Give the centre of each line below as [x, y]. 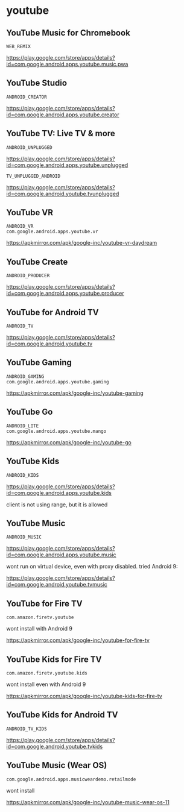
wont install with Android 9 [39, 629]
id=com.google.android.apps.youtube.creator [63, 115]
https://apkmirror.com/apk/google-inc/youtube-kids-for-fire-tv [84, 696]
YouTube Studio [37, 83]
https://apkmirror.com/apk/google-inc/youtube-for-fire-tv [78, 640]
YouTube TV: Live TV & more [61, 134]
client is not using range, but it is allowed [57, 505]
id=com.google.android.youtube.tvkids [55, 746]
